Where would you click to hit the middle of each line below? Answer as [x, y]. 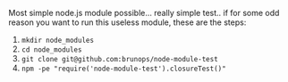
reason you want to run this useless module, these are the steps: [127, 22]
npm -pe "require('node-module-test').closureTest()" [123, 69]
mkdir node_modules [58, 40]
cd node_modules [51, 50]
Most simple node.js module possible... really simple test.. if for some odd [144, 13]
